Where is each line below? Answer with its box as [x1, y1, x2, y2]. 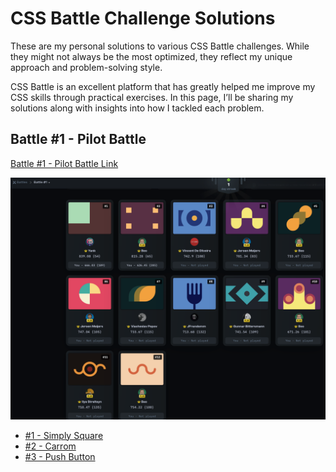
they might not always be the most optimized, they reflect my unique [10, 50, 293, 62]
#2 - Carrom [24, 440, 77, 452]
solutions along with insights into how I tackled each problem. [10, 102, 265, 114]
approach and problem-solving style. [10, 61, 163, 73]
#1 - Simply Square [24, 429, 104, 441]
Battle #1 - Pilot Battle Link [10, 157, 119, 169]
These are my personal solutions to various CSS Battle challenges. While [10, 40, 310, 52]
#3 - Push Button [24, 450, 96, 462]
